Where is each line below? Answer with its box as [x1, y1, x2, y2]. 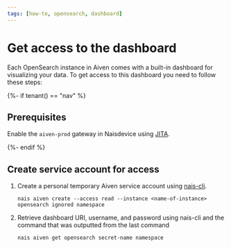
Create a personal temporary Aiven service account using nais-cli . [17, 182, 207, 190]
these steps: [7, 78, 43, 86]
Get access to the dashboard [7, 40, 177, 56]
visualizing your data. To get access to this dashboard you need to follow [7, 70, 216, 78]
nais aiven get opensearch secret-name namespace [17, 234, 164, 242]
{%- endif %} [7, 143, 46, 151]
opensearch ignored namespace [17, 201, 105, 208]
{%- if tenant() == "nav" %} [7, 91, 87, 99]
